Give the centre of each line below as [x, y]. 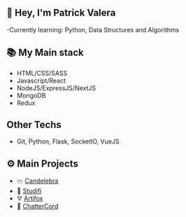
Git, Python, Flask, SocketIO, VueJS [68, 141]
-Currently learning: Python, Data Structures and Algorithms [93, 29]
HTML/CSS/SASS [42, 73]
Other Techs [34, 125]
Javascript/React [41, 80]
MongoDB [31, 95]
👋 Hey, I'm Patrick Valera [61, 13]
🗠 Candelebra [37, 181]
